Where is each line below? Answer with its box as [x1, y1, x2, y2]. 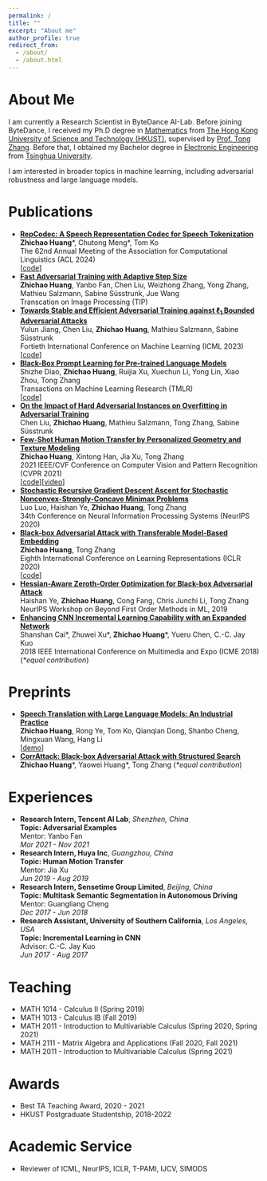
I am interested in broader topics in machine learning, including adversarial [8, 166, 253, 176]
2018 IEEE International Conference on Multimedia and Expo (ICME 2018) [19, 646, 260, 656]
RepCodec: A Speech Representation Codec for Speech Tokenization [19, 229, 254, 239]
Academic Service [8, 1138, 133, 1155]
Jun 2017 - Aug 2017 [19, 950, 88, 960]
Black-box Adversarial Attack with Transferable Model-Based [19, 527, 229, 537]
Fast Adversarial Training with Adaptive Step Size [19, 271, 187, 281]
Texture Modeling [19, 443, 80, 452]
